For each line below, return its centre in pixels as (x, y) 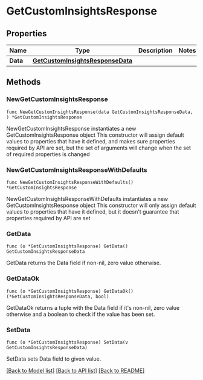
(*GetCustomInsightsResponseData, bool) (58, 296)
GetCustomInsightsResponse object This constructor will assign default (95, 135)
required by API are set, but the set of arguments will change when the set (99, 148)
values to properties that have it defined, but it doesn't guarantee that (93, 211)
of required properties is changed (48, 154)
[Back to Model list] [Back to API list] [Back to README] (76, 370)
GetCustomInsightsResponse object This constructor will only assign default (101, 205)
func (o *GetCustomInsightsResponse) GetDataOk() (70, 291)
